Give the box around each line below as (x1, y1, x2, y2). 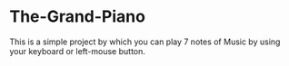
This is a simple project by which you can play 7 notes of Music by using (9, 36, 281, 47)
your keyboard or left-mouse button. (9, 45, 145, 56)
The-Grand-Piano (9, 6, 145, 27)
